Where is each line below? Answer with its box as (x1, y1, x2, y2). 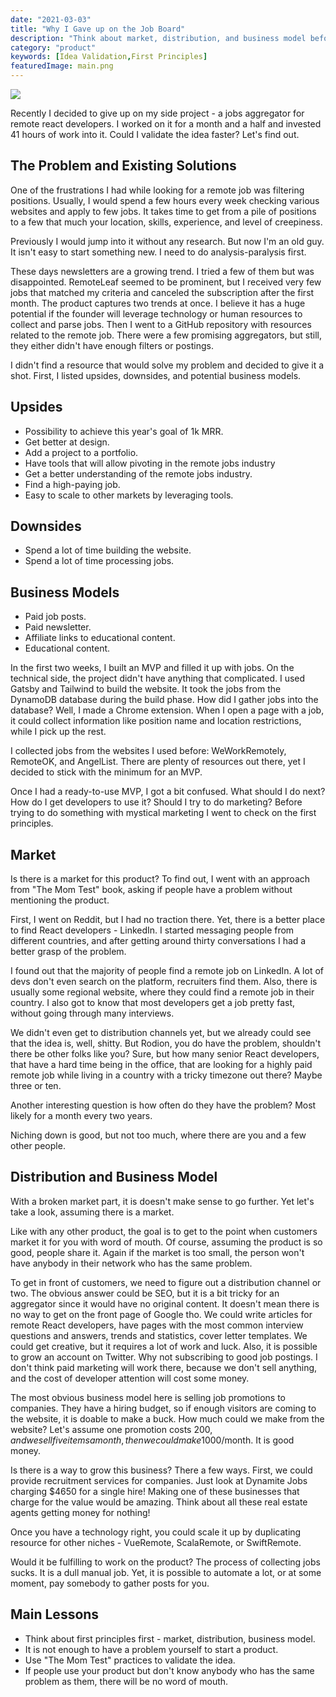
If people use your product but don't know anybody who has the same (24, 1664, 315, 1676)
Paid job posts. (24, 611, 87, 623)
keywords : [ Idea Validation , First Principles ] (10, 52, 208, 62)
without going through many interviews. (10, 1007, 175, 1020)
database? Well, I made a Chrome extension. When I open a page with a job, (10, 704, 325, 716)
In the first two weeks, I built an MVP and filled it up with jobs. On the (10, 662, 295, 674)
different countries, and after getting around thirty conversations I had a (10, 935, 307, 947)
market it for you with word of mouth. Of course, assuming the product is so (10, 1236, 323, 1248)
